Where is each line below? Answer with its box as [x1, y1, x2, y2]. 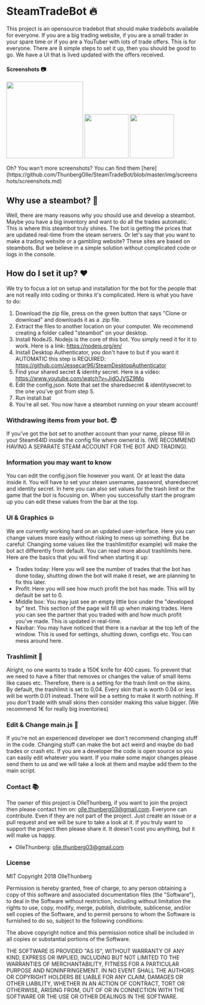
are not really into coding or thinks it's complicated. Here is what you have [6, 291, 193, 298]
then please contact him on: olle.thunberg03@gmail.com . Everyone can [6, 805, 187, 813]
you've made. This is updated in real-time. [15, 617, 122, 624]
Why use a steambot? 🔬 [6, 195, 99, 206]
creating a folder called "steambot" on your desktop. [15, 329, 148, 336]
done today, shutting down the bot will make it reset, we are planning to [15, 572, 196, 579]
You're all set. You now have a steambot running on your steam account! [15, 400, 198, 408]
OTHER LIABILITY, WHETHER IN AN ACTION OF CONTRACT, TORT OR [6, 979, 185, 987]
